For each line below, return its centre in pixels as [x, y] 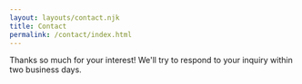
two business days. [45, 70]
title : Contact [38, 26]
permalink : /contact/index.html [70, 34]
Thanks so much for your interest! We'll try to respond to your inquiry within [151, 61]
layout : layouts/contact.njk [65, 18]
